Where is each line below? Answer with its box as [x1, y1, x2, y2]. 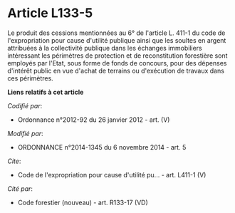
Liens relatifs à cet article [7, 88, 84, 96]
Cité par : [7, 184, 33, 193]
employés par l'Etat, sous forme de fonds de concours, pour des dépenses [7, 58, 227, 67]
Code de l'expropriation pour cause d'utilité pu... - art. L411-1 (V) [17, 170, 207, 179]
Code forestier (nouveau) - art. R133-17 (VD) [17, 198, 148, 207]
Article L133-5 [7, 5, 93, 21]
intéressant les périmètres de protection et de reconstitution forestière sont [7, 51, 228, 60]
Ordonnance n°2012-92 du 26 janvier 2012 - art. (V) [17, 115, 170, 124]
